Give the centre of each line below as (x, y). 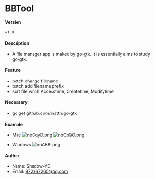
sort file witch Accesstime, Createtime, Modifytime (63, 91)
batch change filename (35, 81)
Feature (13, 70)
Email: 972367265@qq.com (40, 171)
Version (13, 22)
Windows (21, 145)
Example (14, 124)
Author (12, 155)
